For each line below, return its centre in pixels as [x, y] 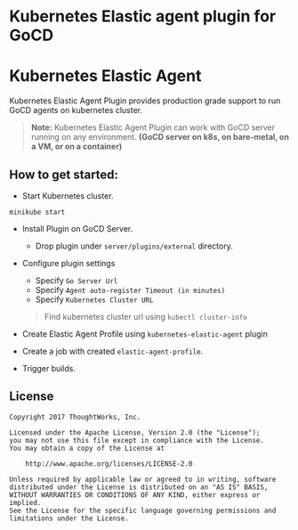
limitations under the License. [69, 518]
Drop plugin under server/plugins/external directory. [134, 246]
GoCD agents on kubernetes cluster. [76, 110]
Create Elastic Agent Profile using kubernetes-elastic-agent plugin [145, 334]
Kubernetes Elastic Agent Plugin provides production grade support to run [145, 101]
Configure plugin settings [68, 263]
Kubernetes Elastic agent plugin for [143, 16]
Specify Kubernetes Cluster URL [94, 299]
